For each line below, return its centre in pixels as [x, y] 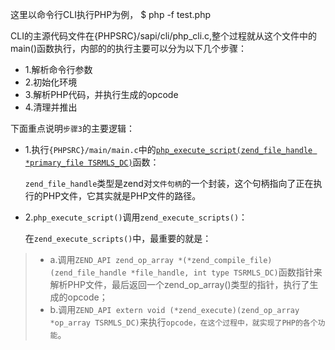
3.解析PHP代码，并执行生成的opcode [101, 94]
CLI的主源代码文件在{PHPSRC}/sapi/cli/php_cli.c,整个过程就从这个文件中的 [164, 36]
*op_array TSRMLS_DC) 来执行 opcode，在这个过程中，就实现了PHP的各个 [183, 322]
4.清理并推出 [51, 107]
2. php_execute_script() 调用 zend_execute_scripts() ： [136, 217]
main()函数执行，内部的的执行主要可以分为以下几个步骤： [128, 48]
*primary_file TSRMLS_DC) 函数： [92, 162]
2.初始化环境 [51, 82]
